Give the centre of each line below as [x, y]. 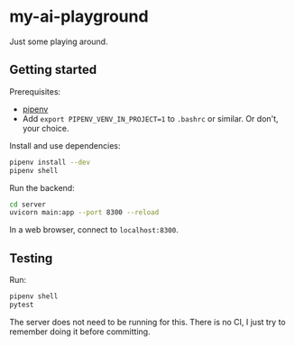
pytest [22, 305]
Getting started [53, 70]
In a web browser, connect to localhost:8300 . [94, 230]
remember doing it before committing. [80, 332]
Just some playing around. [59, 41]
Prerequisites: [35, 91]
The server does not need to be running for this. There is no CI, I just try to [147, 322]
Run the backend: [42, 187]
